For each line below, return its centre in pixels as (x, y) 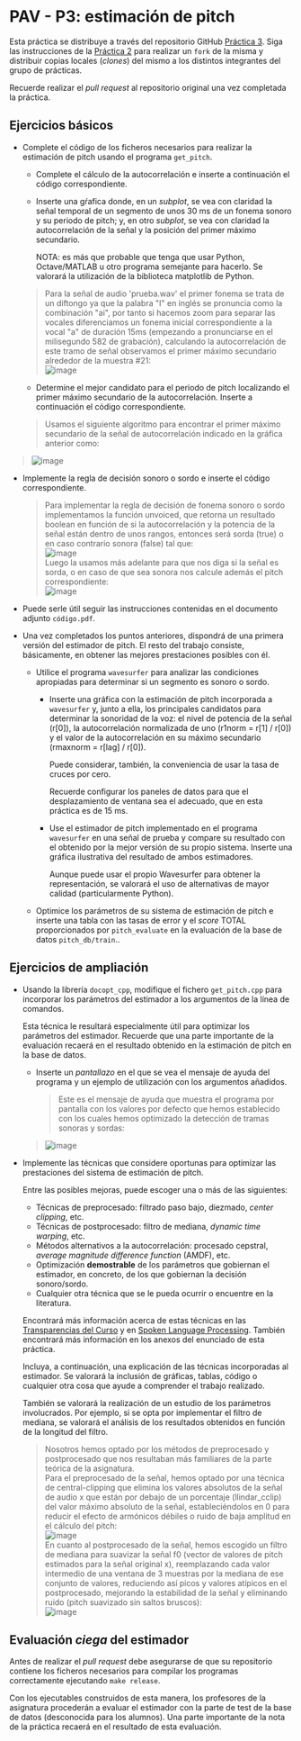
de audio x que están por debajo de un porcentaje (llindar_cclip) (163, 1497)
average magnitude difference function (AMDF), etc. (133, 1255)
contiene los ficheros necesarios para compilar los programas (124, 1671)
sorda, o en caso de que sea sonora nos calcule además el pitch (164, 572)
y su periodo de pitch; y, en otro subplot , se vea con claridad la (152, 220)
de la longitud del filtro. (65, 1431)
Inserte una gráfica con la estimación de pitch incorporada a (161, 699)
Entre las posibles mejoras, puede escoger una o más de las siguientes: (155, 1189)
